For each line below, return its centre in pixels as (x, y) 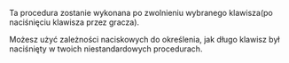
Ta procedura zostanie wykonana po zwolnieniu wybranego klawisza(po (141, 13)
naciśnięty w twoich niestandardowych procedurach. (106, 49)
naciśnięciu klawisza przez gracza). (74, 22)
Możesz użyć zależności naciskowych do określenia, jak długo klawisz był (144, 39)
